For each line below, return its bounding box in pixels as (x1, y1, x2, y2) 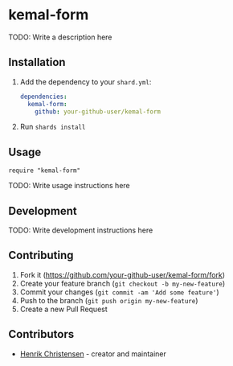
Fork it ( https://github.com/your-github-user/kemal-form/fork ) (19, 269, 226, 279)
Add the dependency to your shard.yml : (19, 76, 152, 86)
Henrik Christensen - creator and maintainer (19, 348, 167, 359)
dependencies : (19, 93, 67, 101)
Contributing (8, 249, 74, 262)
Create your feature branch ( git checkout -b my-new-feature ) (19, 278, 226, 288)
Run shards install (19, 122, 86, 132)
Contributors (8, 327, 75, 341)
